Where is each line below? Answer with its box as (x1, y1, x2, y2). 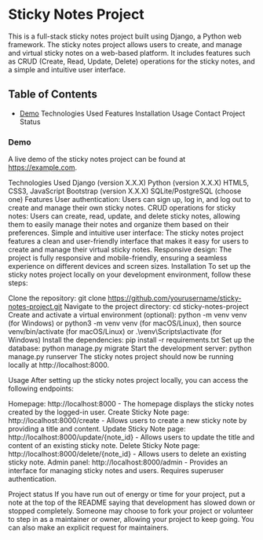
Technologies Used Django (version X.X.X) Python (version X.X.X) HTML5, (8, 178, 250, 188)
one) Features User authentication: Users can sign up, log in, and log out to (8, 195, 251, 204)
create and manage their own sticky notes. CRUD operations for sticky (8, 203, 236, 213)
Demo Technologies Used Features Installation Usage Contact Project (19, 108, 246, 118)
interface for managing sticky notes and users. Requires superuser (8, 466, 225, 476)
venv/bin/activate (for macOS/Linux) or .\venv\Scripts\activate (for (8, 327, 222, 336)
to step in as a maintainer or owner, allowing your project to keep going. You (8, 515, 254, 524)
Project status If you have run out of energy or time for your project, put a (8, 490, 246, 499)
